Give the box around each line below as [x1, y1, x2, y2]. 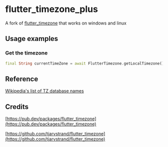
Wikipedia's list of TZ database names [5, 88, 84, 94]
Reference [5, 74, 38, 83]
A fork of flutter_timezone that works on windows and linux [5, 20, 126, 26]
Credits [5, 102, 29, 111]
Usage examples [5, 34, 58, 43]
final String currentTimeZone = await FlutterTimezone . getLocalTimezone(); [5, 61, 166, 66]
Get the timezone [5, 49, 48, 56]
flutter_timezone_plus [5, 3, 98, 15]
